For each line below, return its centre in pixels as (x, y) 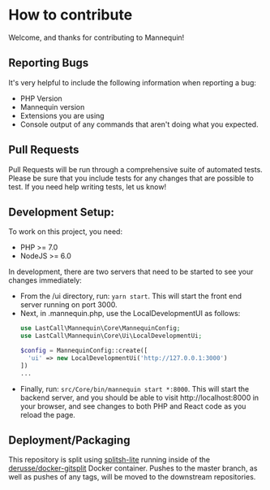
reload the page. (47, 414)
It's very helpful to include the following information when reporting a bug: (133, 82)
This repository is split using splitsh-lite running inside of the (109, 460)
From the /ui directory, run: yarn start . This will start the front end (131, 296)
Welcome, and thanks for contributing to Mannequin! (96, 37)
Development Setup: (62, 212)
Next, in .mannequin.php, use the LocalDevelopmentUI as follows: (130, 314)
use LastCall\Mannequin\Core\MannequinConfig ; (100, 328)
